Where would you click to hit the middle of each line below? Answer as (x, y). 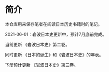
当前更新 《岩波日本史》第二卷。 (37, 44)
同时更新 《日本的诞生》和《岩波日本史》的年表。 (54, 54)
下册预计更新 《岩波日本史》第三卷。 (41, 65)
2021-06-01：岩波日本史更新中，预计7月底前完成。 (56, 34)
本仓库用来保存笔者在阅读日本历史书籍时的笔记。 (54, 24)
